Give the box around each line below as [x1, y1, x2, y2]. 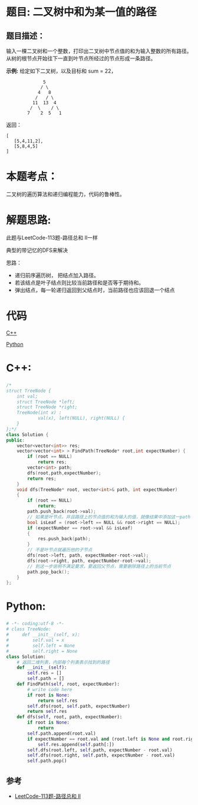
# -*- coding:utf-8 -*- [6, 621, 65, 627]
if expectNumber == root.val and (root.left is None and [27, 736, 170, 742]
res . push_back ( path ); [37, 536, 91, 542]
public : [6, 437, 25, 443]
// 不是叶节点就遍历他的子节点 [27, 547, 93, 553]
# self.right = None [6, 648, 78, 654]
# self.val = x [6, 637, 65, 643]
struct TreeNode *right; [16, 404, 78, 410]
